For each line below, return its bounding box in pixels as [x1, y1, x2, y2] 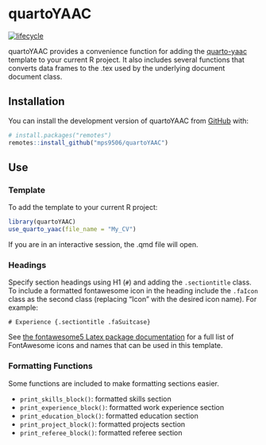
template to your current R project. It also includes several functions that [8, 55, 245, 64]
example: [8, 303, 38, 312]
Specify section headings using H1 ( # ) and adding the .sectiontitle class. [8, 277, 252, 287]
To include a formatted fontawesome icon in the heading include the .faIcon [8, 286, 258, 296]
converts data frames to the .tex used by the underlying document [8, 63, 226, 72]
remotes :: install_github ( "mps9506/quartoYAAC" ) [8, 138, 169, 147]
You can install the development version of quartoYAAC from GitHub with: [8, 116, 249, 126]
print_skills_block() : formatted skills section [19, 394, 172, 404]
